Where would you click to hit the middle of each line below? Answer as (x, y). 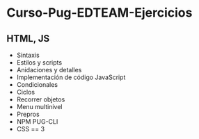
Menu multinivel (40, 107)
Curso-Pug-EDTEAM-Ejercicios (99, 13)
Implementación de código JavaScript (71, 77)
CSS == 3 (31, 129)
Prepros (28, 114)
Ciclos (26, 92)
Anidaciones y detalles (49, 70)
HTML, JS (28, 39)
